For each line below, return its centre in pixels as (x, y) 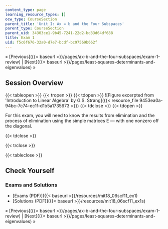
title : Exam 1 (20, 38)
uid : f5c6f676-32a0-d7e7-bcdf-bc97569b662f (51, 42)
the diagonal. (19, 126)
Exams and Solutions (31, 184)
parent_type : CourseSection (35, 28)
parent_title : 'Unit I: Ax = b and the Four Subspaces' (65, 24)
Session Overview (34, 83)
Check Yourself (30, 170)
